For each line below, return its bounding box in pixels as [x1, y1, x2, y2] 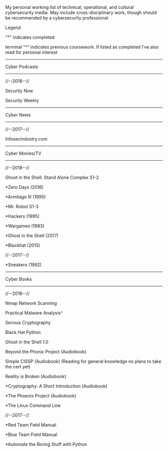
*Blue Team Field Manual [5, 431, 57, 437]
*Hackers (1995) [5, 213, 39, 219]
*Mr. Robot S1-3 [5, 204, 39, 209]
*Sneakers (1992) [5, 262, 42, 267]
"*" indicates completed [5, 35, 55, 40]
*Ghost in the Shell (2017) [5, 233, 58, 238]
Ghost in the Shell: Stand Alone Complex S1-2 [5, 175, 99, 180]
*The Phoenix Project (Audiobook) [5, 393, 76, 398]
